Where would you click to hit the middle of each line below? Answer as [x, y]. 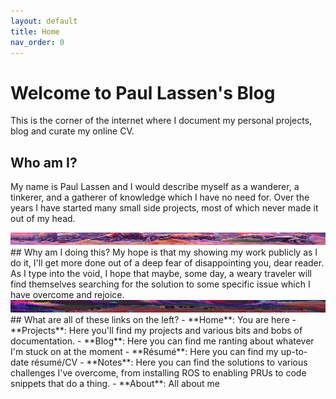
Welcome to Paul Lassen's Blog [143, 92]
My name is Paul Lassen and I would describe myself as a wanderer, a [155, 187]
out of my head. [43, 219]
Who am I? [44, 162]
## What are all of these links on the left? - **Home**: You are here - [153, 320]
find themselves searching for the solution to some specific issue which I [160, 284]
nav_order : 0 [37, 42]
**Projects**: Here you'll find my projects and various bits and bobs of [156, 331]
